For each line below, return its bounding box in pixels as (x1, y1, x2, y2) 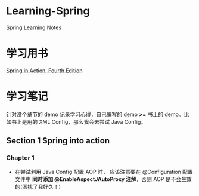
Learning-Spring (6, 4, 91, 18)
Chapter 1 (6, 154, 35, 162)
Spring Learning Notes (6, 24, 62, 31)
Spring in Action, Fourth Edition (6, 67, 83, 74)
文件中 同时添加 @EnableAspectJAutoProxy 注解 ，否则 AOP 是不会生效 (14, 175, 192, 183)
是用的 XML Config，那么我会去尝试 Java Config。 (21, 118, 147, 125)
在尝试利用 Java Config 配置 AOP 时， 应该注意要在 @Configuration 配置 (14, 168, 194, 175)
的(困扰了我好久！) (14, 183, 61, 190)
